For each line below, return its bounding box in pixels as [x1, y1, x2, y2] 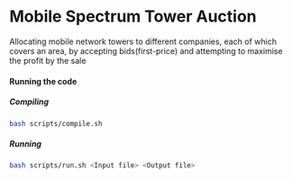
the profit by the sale [9, 55, 87, 66]
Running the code [9, 76, 78, 86]
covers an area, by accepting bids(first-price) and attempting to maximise [9, 45, 283, 56]
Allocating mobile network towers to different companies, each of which [9, 36, 278, 47]
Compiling [9, 96, 50, 107]
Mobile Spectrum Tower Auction [9, 6, 257, 27]
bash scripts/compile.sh [9, 119, 103, 128]
